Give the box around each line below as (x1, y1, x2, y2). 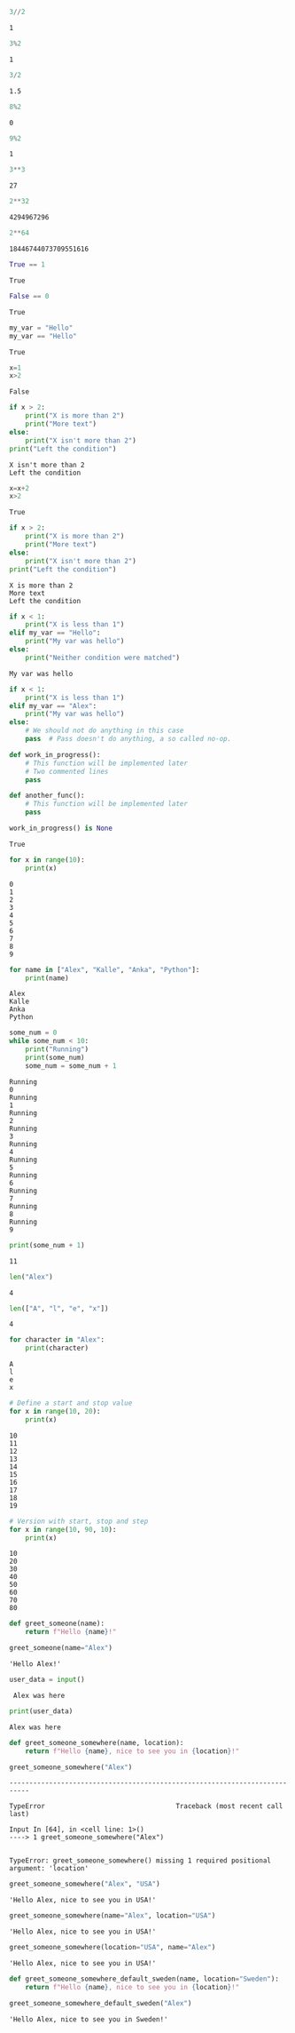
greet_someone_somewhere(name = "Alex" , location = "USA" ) (9, 1911, 216, 1920)
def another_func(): (9, 791, 86, 801)
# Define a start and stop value (9, 1399, 133, 1407)
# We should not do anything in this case (25, 726, 184, 736)
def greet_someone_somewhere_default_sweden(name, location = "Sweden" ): (9, 1974, 279, 1983)
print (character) (25, 1343, 89, 1353)
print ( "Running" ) (25, 1045, 89, 1054)
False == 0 (9, 291, 50, 300)
